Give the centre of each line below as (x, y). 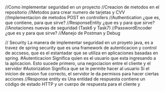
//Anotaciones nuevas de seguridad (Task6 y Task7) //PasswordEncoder (79, 28)
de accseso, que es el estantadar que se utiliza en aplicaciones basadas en (82, 53)
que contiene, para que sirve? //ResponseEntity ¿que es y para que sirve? (80, 23)
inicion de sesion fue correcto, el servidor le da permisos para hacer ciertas (82, 74)
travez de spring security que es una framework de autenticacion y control (81, 48)
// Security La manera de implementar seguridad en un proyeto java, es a (79, 43)
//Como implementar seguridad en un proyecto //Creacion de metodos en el (82, 7)
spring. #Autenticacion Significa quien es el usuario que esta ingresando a (81, 58)
